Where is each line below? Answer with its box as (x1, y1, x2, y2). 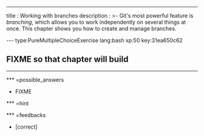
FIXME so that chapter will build (6, 54, 129, 64)
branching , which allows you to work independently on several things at (6, 19, 186, 25)
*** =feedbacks (6, 111, 46, 118)
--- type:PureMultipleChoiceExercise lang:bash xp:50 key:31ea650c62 (6, 37, 183, 44)
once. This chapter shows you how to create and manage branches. (6, 25, 177, 32)
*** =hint (6, 100, 29, 107)
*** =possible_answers (6, 76, 64, 83)
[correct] (15, 123, 38, 131)
